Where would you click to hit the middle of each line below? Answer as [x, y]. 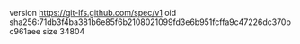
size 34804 [64, 31]
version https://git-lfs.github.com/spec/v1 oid [93, 13]
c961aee [25, 31]
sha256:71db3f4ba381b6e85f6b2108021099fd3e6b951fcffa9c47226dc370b [150, 22]
